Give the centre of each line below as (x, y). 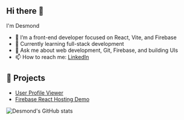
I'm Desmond (23, 25)
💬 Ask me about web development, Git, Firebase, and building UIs (97, 50)
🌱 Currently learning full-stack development (69, 43)
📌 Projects (26, 78)
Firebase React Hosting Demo (52, 99)
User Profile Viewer (39, 93)
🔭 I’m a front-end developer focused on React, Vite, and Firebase (96, 37)
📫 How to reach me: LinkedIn (52, 57)
